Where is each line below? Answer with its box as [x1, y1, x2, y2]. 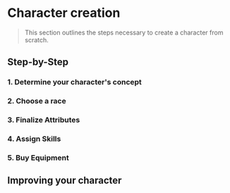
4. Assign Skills [7, 134, 61, 144]
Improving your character [7, 175, 122, 187]
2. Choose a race [7, 96, 66, 106]
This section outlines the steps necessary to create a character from [24, 28, 224, 37]
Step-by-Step [7, 56, 69, 68]
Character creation [7, 5, 121, 21]
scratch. [24, 35, 49, 44]
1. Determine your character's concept [7, 77, 143, 87]
